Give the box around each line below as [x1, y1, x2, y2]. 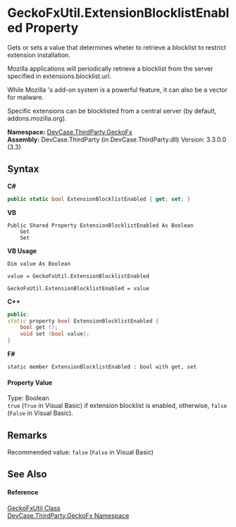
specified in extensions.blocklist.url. [7, 72, 111, 80]
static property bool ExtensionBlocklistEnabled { [7, 317, 159, 325]
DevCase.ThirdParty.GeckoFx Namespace [7, 511, 130, 519]
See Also [7, 469, 47, 480]
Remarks [7, 429, 48, 441]
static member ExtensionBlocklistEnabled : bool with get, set [7, 364, 197, 371]
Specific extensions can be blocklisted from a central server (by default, [7, 106, 217, 115]
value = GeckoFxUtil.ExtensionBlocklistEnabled [7, 273, 150, 280]
